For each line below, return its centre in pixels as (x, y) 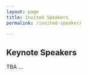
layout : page (23, 12)
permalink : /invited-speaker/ (44, 23)
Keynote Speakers (42, 52)
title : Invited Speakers (37, 17)
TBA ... (14, 67)
